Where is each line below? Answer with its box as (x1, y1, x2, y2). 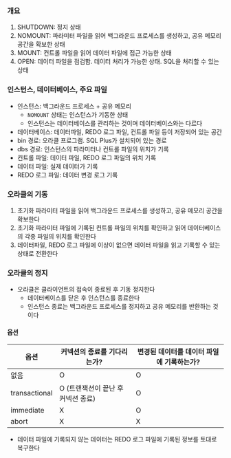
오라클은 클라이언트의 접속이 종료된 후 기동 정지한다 (16, 285, 155, 294)
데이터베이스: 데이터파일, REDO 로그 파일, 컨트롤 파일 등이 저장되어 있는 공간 (16, 127, 222, 135)
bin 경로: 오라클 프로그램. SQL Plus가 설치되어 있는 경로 (16, 136, 167, 144)
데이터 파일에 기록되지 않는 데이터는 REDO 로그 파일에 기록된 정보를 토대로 (16, 435, 217, 444)
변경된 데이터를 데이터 (137, 347, 205, 357)
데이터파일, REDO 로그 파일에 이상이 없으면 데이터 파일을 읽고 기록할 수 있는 (16, 241, 221, 249)
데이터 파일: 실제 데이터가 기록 (16, 162, 98, 170)
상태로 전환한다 (16, 249, 58, 257)
